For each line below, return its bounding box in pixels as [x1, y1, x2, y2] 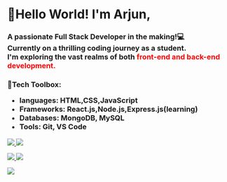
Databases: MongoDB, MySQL [19, 113, 125, 123]
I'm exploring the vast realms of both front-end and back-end [7, 52, 221, 62]
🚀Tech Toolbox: [7, 80, 62, 90]
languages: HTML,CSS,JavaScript [19, 96, 138, 105]
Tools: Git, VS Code [19, 122, 88, 132]
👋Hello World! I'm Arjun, [7, 6, 151, 22]
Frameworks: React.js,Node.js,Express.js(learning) [19, 105, 198, 115]
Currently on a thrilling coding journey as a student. [7, 44, 187, 53]
